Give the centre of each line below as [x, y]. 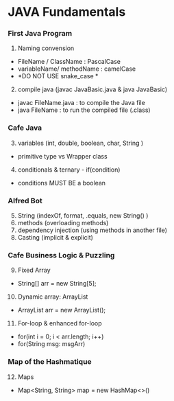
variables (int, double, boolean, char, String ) [80, 143]
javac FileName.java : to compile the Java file [82, 103]
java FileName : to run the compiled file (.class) [84, 110]
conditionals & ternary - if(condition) [69, 170]
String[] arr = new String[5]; [57, 284]
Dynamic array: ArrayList [53, 297]
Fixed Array [34, 270]
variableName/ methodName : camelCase [77, 69]
